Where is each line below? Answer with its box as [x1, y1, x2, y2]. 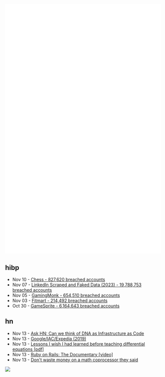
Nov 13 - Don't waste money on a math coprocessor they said [12, 357, 138, 363]
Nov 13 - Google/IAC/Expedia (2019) [12, 335, 86, 341]
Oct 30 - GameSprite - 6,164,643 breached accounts [12, 303, 120, 309]
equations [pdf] [12, 346, 44, 352]
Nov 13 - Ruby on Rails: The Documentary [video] [12, 351, 114, 357]
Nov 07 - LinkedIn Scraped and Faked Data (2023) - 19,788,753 [12, 282, 142, 288]
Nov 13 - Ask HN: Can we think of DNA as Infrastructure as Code [12, 330, 144, 336]
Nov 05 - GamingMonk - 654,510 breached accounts [12, 292, 120, 298]
